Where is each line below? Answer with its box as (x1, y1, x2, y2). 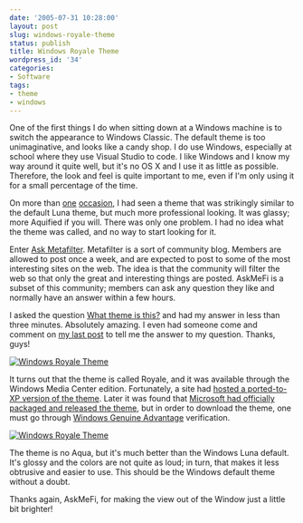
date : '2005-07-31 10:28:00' (9, 13, 119, 23)
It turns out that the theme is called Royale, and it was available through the (9, 373, 290, 385)
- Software (9, 73, 51, 82)
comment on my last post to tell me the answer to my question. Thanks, (9, 329, 276, 340)
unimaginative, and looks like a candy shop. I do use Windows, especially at (9, 141, 292, 152)
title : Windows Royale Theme (9, 47, 119, 56)
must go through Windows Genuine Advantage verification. (9, 412, 231, 423)
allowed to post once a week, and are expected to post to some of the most (9, 254, 291, 265)
